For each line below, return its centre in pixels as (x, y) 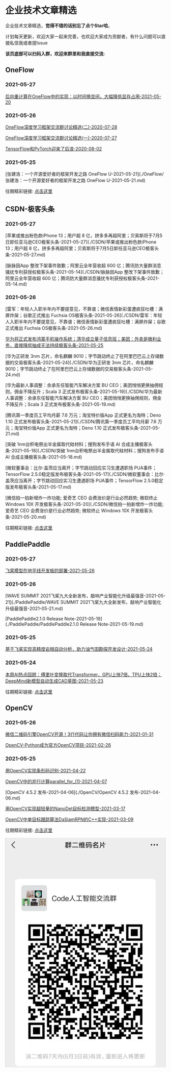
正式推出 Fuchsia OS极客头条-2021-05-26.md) (54, 328)
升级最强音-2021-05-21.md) (34, 608)
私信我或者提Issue (28, 43)
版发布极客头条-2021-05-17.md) (38, 487)
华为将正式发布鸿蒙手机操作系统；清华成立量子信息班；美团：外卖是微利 (81, 339)
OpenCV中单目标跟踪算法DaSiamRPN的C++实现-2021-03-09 (69, 819)
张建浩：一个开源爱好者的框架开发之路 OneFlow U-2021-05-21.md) (76, 180)
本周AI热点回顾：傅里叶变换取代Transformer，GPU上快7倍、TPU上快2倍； (83, 674)
